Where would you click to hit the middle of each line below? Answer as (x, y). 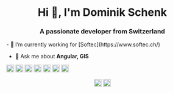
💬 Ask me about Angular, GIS (52, 57)
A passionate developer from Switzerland (102, 32)
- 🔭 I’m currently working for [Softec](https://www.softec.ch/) (83, 44)
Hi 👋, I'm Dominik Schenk (102, 12)
